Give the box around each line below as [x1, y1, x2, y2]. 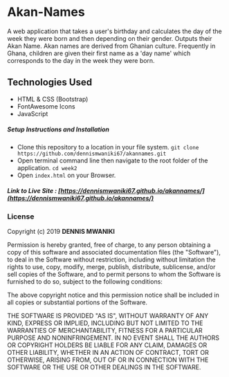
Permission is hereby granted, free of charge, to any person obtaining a [7, 241, 211, 249]
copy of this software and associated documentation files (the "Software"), [7, 248, 221, 257]
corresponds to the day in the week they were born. [7, 56, 155, 64]
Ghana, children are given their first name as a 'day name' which [7, 49, 191, 57]
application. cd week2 [17, 163, 77, 172]
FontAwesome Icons [17, 102, 75, 111]
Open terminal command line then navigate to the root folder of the [17, 156, 208, 165]
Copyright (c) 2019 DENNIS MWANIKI [7, 228, 116, 236]
